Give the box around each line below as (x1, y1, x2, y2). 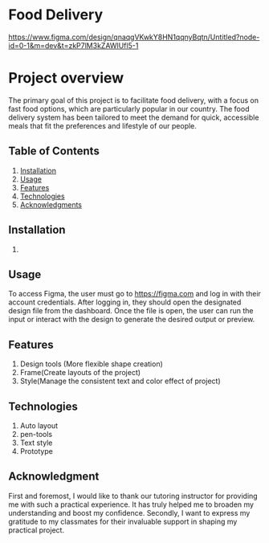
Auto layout (19, 420, 59, 431)
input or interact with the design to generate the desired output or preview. (8, 315, 255, 325)
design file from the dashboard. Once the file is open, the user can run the (8, 306, 254, 316)
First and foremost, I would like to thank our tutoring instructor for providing (8, 491, 259, 500)
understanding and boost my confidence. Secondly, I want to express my (8, 508, 251, 517)
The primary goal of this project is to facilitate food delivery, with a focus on (8, 95, 259, 105)
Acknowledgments (19, 199, 83, 210)
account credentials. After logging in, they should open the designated (8, 297, 242, 307)
